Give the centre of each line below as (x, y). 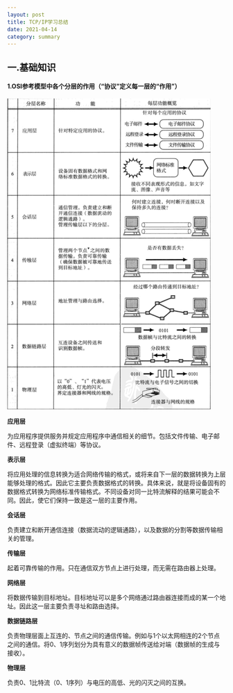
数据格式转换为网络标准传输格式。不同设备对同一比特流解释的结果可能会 (110, 491)
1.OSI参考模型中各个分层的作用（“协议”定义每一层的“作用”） (94, 86)
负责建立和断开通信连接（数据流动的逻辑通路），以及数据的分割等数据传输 (112, 529)
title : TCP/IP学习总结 (38, 22)
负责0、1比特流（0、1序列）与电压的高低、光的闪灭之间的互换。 (99, 682)
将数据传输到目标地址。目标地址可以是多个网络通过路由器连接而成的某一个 (113, 597)
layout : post (26, 15)
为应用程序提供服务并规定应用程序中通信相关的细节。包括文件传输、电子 (110, 436)
